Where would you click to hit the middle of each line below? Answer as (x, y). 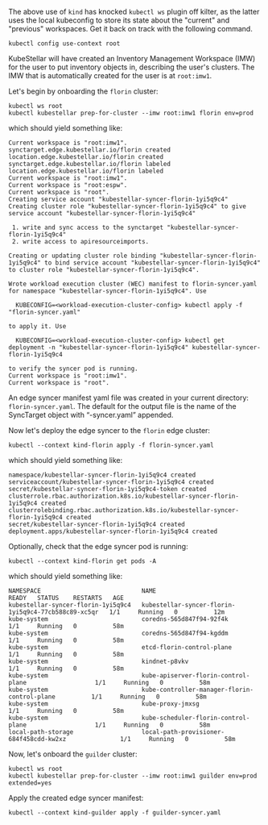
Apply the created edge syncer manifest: (76, 798)
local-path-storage (41, 732)
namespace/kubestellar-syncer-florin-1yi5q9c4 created (102, 475)
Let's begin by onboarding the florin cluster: (83, 91)
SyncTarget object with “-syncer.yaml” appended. (91, 415)
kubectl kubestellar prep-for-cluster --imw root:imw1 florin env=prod (131, 113)
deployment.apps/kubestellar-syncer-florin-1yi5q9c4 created (113, 531)
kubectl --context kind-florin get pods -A (82, 561)
